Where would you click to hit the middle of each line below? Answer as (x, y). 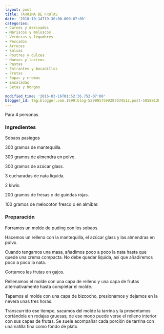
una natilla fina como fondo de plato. (42, 326)
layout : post (18, 10)
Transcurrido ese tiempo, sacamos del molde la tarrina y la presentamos (78, 310)
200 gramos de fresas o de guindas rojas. (47, 195)
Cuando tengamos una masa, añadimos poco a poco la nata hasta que (76, 252)
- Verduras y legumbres (29, 37)
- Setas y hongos (23, 87)
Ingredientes (20, 127)
